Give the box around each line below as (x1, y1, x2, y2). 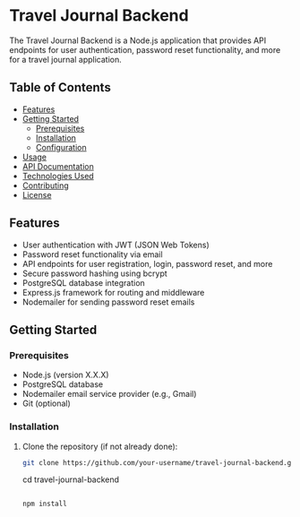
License (21, 189, 52, 200)
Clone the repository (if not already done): (21, 441, 178, 452)
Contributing (21, 180, 69, 191)
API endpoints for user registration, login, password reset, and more (21, 258, 273, 269)
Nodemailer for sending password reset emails (21, 297, 195, 307)
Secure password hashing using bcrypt (21, 268, 167, 279)
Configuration (35, 142, 87, 152)
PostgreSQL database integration (21, 277, 145, 288)
